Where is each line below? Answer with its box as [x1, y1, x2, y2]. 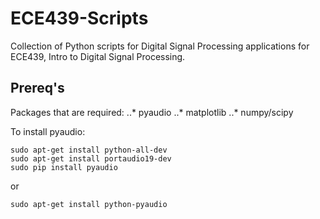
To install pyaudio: [10, 125, 86, 137]
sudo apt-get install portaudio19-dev [10, 153, 172, 164]
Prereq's [10, 80, 65, 97]
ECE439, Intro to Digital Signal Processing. [10, 50, 186, 62]
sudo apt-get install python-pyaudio [10, 199, 168, 209]
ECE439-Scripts [10, 7, 149, 30]
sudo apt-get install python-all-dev [10, 145, 168, 155]
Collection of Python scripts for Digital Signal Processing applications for [10, 40, 310, 52]
